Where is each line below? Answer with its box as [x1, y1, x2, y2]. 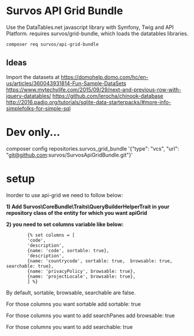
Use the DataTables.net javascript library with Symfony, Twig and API [6, 24, 174, 31]
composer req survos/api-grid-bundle [6, 41, 99, 47]
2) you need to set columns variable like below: [6, 220, 124, 228]
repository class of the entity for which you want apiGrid [6, 209, 147, 216]
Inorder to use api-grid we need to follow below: [6, 191, 123, 198]
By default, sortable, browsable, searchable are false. [6, 289, 136, 296]
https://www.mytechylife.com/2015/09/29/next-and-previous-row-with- [6, 86, 182, 93]
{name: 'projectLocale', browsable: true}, [27, 273, 136, 279]
